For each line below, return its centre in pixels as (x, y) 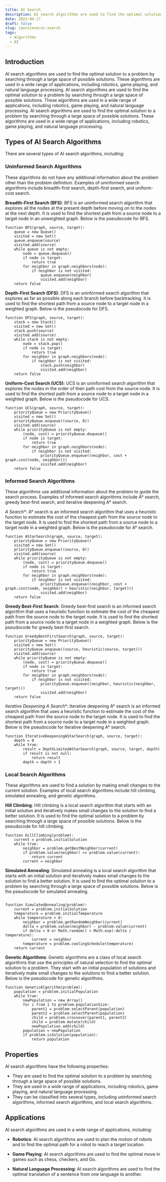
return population (50, 1039)
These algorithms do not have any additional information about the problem (82, 177)
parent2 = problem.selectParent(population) (78, 1013)
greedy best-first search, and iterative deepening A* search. (66, 502)
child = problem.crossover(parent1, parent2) (79, 1018)
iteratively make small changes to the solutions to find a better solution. (78, 973)
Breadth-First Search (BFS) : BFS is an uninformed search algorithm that (79, 203)
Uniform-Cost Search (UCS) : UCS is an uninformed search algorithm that (80, 383)
